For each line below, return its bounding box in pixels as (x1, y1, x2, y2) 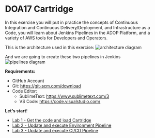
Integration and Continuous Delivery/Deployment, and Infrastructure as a (5, 24, 150, 30)
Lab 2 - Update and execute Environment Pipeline (12, 122, 111, 128)
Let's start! (5, 108, 28, 114)
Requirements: (5, 68, 35, 74)
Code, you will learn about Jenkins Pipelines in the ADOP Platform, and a (5, 30, 150, 35)
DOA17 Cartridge (5, 3, 74, 15)
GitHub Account (12, 78, 45, 84)
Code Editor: (12, 88, 37, 94)
